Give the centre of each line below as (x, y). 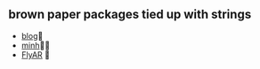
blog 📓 (32, 35)
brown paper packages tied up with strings (130, 15)
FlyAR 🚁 (36, 54)
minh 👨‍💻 (36, 45)
